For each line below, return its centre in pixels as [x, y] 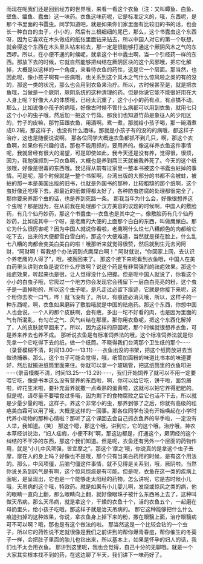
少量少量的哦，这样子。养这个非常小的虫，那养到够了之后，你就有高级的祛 [104, 403]
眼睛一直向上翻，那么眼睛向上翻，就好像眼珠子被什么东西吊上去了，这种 [101, 494]
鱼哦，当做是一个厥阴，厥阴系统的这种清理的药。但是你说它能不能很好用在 [99, 92]
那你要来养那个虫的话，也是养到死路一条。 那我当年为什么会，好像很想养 [97, 198]
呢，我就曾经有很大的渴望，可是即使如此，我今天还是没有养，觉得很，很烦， [101, 153]
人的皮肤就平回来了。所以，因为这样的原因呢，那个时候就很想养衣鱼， [104, 327]
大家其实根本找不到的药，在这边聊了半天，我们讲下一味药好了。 [85, 555]
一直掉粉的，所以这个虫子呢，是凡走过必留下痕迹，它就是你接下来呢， [104, 289]
